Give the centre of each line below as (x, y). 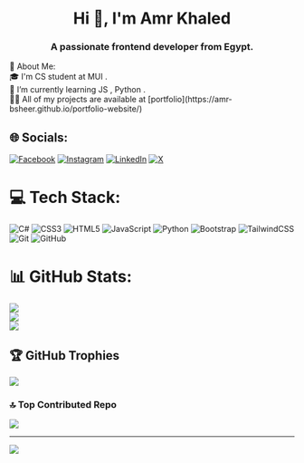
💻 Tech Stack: (65, 198)
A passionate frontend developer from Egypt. (152, 47)
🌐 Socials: (39, 137)
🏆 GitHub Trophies (65, 356)
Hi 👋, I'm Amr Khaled (152, 19)
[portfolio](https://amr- (190, 100)
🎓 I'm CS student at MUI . (59, 77)
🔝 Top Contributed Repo (63, 404)
